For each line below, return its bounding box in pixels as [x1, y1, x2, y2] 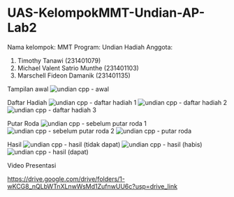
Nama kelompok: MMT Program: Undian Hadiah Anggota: [7, 43, 173, 51]
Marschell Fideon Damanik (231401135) [17, 71, 131, 80]
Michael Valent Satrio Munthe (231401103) [17, 64, 140, 72]
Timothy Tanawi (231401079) [17, 56, 101, 64]
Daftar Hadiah [7, 98, 47, 106]
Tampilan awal [7, 85, 49, 93]
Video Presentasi [7, 161, 57, 169]
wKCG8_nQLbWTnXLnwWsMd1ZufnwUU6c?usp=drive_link [7, 182, 178, 190]
